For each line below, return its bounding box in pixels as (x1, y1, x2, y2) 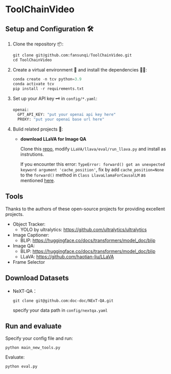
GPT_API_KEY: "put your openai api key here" (17, 112, 116, 117)
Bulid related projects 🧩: (12, 126, 63, 132)
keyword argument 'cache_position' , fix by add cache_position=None (20, 167, 164, 172)
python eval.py (5, 364, 38, 369)
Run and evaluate (5, 322, 62, 331)
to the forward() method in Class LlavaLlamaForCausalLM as (20, 172, 146, 178)
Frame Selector (12, 259, 45, 265)
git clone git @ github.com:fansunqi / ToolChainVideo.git (12, 53, 132, 58)
